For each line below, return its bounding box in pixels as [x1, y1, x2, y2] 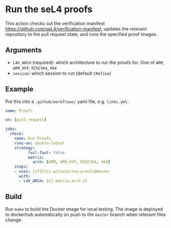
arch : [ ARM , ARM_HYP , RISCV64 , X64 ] [32, 159, 110, 165]
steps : [14, 164, 28, 170]
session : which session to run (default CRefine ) [12, 70, 111, 76]
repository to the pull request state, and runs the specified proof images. [5, 31, 158, 37]
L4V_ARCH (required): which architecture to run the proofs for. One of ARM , [12, 59, 164, 66]
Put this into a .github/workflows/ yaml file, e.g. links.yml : [5, 98, 129, 105]
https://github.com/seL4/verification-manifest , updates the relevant [5, 25, 147, 31]
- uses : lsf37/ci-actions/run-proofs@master [14, 169, 110, 174]
